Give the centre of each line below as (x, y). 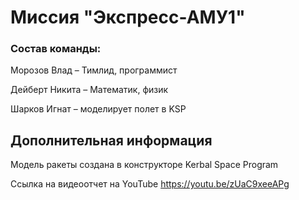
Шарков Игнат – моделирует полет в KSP (98, 109)
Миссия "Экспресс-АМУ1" (128, 17)
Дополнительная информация (111, 140)
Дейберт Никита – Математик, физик (89, 90)
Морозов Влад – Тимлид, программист (94, 70)
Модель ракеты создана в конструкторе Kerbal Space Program (144, 165)
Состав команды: (56, 49)
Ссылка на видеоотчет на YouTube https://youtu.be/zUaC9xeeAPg (150, 184)
